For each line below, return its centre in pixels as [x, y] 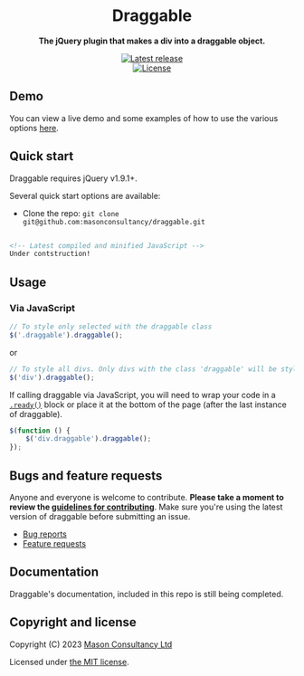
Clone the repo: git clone [71, 213]
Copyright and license [73, 622]
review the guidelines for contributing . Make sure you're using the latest [146, 507]
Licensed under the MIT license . [69, 662]
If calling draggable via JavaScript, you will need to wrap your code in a [142, 395]
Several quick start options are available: [85, 195]
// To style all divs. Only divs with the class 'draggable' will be [143, 369]
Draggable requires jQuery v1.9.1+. [73, 178]
